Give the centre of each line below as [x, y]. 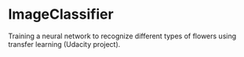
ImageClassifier [61, 14]
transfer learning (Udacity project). [64, 44]
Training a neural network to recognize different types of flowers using [122, 36]
